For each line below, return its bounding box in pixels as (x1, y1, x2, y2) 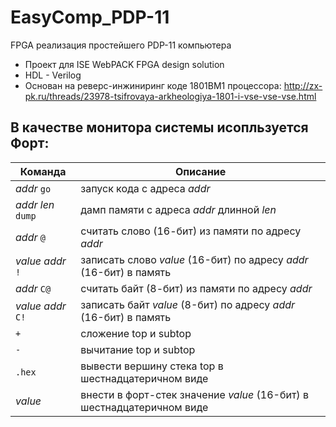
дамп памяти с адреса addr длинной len (80, 202, 277, 216)
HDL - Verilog (24, 69, 82, 81)
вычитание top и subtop (80, 342, 196, 356)
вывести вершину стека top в (80, 359, 224, 373)
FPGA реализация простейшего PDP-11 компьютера (10, 39, 232, 51)
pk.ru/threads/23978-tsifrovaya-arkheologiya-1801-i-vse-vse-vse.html (24, 90, 317, 102)
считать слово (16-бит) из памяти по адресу (80, 224, 302, 238)
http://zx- (283, 79, 323, 91)
